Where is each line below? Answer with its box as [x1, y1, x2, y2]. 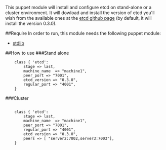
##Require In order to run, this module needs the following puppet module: [5, 30, 161, 36]
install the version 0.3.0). [5, 20, 57, 26]
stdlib [12, 40, 24, 46]
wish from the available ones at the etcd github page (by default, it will [5, 15, 152, 21]
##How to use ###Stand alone [5, 50, 69, 56]
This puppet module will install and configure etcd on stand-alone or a [5, 5, 152, 10]
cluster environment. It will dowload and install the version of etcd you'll [5, 10, 155, 16]
